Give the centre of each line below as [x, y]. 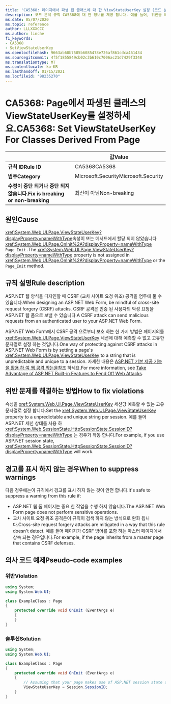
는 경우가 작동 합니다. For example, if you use [119, 435]
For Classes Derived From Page [73, 140]
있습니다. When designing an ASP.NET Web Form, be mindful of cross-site [82, 303]
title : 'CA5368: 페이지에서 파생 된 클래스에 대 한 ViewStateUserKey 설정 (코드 [83, 10]
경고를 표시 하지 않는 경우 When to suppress [72, 469]
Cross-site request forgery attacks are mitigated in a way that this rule [92, 525]
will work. [83, 452]
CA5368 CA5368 [95, 166]
